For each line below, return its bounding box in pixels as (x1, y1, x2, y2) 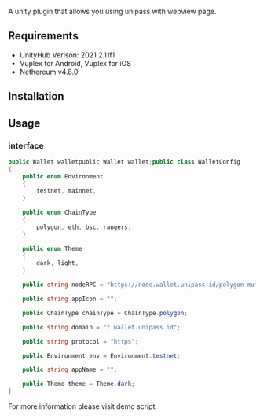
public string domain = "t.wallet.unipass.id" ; (22, 323, 181, 331)
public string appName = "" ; (22, 366, 118, 374)
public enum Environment (22, 172, 104, 180)
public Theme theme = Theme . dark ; (22, 380, 135, 388)
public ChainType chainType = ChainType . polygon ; (22, 309, 189, 317)
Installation (8, 90, 64, 103)
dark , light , (36, 259, 79, 267)
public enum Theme (22, 244, 82, 252)
